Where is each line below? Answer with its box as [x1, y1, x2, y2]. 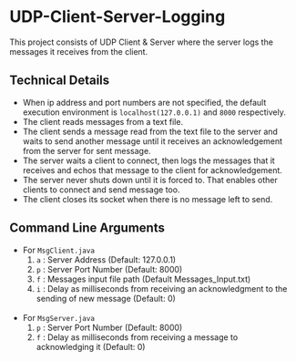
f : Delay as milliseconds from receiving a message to [36, 331, 239, 343]
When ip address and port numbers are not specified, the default [22, 97, 267, 108]
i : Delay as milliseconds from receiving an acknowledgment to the [36, 283, 288, 294]
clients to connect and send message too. [22, 184, 180, 195]
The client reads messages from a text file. [22, 116, 184, 127]
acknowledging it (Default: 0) [36, 341, 146, 352]
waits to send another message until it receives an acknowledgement [22, 135, 283, 147]
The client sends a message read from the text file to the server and [22, 126, 278, 137]
